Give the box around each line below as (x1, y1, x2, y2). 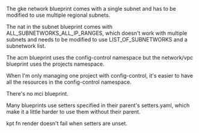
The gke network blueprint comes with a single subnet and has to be (6, 5, 176, 12)
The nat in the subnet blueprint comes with (6, 23, 113, 30)
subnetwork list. (6, 42, 46, 49)
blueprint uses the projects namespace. (6, 60, 105, 67)
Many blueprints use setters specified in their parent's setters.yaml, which (6, 102, 190, 109)
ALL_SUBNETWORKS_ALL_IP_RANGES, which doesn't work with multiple (6, 29, 188, 37)
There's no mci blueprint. (6, 90, 69, 97)
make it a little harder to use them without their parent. (6, 108, 141, 115)
